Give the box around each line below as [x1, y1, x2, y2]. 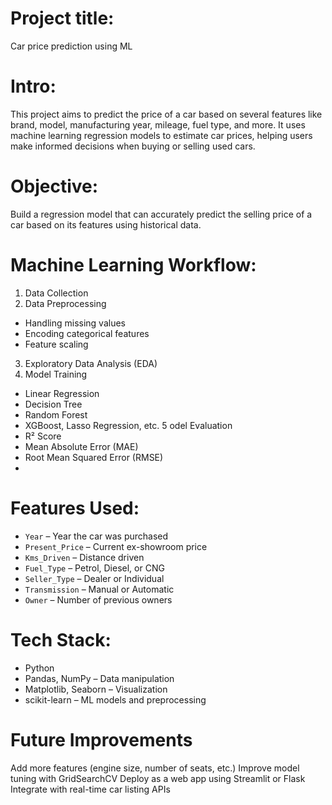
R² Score [24, 430, 62, 442]
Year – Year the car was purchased [24, 530, 169, 542]
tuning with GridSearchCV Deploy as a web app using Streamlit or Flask [10, 772, 306, 784]
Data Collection [24, 287, 89, 299]
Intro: [10, 75, 57, 98]
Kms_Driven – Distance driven [24, 551, 145, 563]
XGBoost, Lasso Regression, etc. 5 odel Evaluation [24, 419, 233, 431]
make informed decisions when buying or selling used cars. [10, 140, 256, 152]
